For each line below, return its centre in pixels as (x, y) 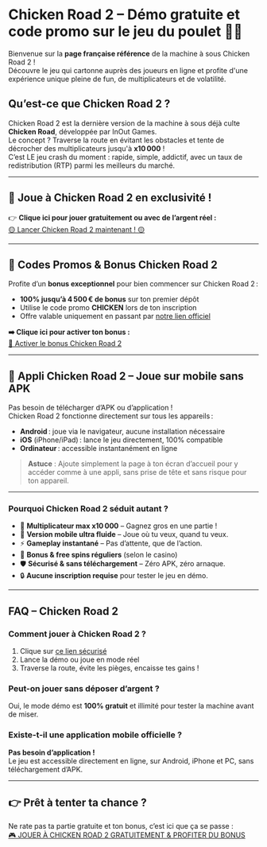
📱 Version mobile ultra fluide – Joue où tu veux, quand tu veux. (124, 534)
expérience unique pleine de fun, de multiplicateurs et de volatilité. (117, 79)
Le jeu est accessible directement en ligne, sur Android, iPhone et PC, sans (131, 760)
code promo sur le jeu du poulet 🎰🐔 (126, 31)
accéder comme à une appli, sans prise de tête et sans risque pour (137, 472)
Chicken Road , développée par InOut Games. (83, 131)
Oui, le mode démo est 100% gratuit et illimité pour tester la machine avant (131, 706)
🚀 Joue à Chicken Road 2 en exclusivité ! (110, 198)
